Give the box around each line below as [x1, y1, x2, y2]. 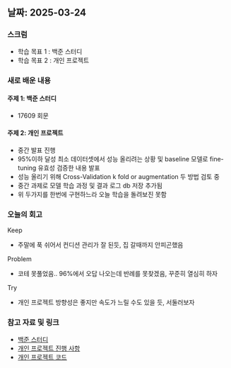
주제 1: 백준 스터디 [7, 94, 57, 103]
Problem [7, 255, 32, 263]
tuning [17, 163, 37, 172]
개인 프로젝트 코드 [17, 352, 67, 361]
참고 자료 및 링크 [7, 318, 59, 328]
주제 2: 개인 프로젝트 [7, 129, 64, 137]
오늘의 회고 [7, 209, 43, 219]
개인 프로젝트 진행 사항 [17, 344, 81, 352]
